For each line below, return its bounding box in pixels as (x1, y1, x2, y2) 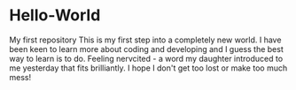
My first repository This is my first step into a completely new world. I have (9, 34, 282, 45)
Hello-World (9, 5, 101, 26)
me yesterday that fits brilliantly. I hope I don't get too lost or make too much (9, 63, 288, 73)
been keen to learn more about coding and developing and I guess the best (9, 43, 284, 54)
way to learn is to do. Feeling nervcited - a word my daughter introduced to (9, 53, 284, 64)
